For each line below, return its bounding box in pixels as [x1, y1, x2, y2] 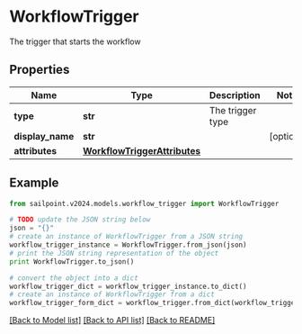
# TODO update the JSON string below [9, 215, 151, 224]
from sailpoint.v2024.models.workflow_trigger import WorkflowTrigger [9, 199, 280, 208]
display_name [13, 130, 75, 142]
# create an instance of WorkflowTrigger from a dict [9, 290, 216, 299]
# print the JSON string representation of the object [9, 248, 219, 257]
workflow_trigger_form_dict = [9, 299, 123, 308]
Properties [9, 62, 70, 77]
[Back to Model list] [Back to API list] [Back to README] [9, 315, 216, 326]
